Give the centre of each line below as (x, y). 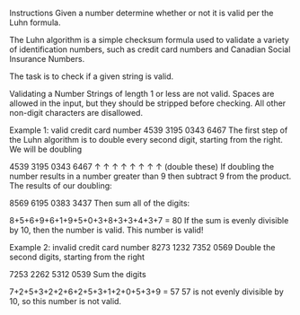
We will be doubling (46, 149)
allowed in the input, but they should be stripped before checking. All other (148, 103)
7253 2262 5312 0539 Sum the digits (78, 274)
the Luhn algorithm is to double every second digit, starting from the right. (146, 140)
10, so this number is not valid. (66, 301)
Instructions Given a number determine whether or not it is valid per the (141, 13)
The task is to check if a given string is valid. (92, 76)
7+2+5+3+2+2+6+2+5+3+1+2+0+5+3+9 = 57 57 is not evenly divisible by (147, 292)
